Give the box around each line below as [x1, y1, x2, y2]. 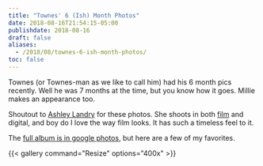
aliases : [8, 41, 37, 49]
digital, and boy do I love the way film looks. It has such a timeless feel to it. [8, 118, 254, 127]
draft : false [8, 33, 51, 42]
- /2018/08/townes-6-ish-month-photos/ [15, 48, 147, 56]
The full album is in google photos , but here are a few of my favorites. [8, 133, 235, 142]
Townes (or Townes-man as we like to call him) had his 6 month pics [8, 77, 232, 87]
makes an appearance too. [8, 94, 95, 104]
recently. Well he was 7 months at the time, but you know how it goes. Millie [8, 85, 256, 95]
